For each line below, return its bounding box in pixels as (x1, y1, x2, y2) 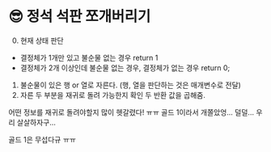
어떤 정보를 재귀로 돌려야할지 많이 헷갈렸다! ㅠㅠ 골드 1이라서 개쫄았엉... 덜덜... (8, 107, 255, 117)
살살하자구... (16, 117, 57, 127)
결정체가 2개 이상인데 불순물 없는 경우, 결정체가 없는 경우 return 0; (19, 62, 231, 73)
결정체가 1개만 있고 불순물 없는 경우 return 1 (19, 53, 159, 62)
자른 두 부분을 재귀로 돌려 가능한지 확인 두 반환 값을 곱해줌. (19, 90, 206, 99)
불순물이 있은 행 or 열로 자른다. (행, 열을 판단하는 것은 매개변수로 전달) (19, 80, 241, 90)
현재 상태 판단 (19, 36, 64, 45)
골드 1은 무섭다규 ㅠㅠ (8, 134, 77, 144)
